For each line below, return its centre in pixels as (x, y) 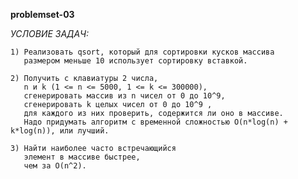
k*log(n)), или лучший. (60, 131)
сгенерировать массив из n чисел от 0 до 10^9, (124, 96)
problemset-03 (42, 14)
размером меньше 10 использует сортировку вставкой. (135, 61)
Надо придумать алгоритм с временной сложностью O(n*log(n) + (155, 122)
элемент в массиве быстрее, (82, 157)
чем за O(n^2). (55, 166)
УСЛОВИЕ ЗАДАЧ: (50, 33)
